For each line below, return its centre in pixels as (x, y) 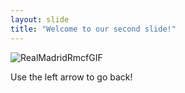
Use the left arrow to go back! (71, 77)
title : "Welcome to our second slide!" (93, 29)
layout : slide (40, 19)
